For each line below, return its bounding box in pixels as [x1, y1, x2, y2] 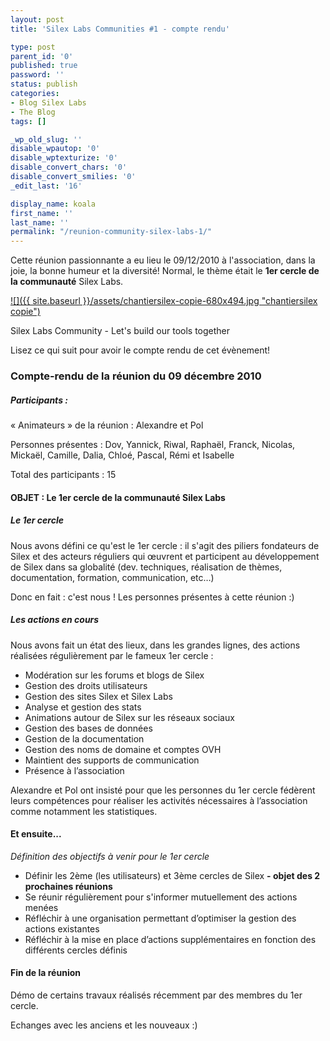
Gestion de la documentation [24, 732, 145, 745]
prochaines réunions [24, 880, 113, 892]
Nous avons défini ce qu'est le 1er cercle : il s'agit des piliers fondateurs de [10, 539, 320, 551]
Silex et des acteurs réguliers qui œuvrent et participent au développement [10, 550, 320, 562]
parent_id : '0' [10, 51, 74, 61]
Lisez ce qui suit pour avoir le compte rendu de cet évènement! [10, 344, 271, 356]
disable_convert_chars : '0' [10, 162, 128, 173]
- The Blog [10, 107, 56, 117]
